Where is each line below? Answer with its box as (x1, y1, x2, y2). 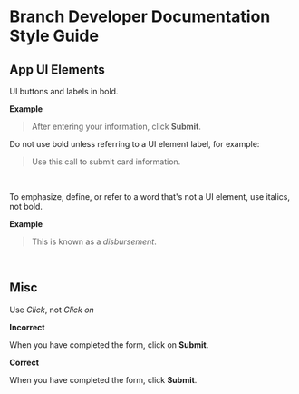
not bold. (9, 202, 43, 212)
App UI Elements (9, 62, 106, 77)
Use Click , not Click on (9, 304, 95, 315)
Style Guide (9, 25, 100, 46)
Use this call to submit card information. (31, 156, 181, 167)
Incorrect (9, 321, 45, 332)
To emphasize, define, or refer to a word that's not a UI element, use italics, (9, 192, 290, 202)
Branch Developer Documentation (9, 6, 271, 27)
